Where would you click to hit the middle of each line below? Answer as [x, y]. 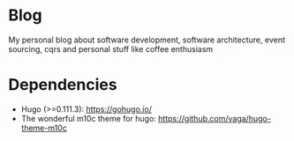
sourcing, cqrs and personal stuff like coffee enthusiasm [111, 48]
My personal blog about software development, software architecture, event [147, 40]
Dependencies [63, 85]
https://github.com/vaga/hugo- [214, 118]
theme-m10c [44, 128]
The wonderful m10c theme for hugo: [88, 118]
